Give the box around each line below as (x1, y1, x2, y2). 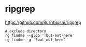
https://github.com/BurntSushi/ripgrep (5, 19, 81, 25)
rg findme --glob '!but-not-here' (5, 33, 75, 38)
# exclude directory (5, 29, 47, 33)
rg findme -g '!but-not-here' (5, 37, 66, 42)
